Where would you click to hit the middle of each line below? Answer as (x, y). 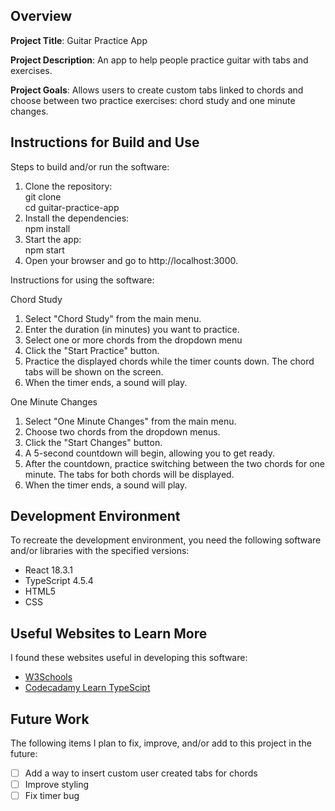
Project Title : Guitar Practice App (79, 40)
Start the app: (53, 239)
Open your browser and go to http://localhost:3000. (131, 260)
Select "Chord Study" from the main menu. (113, 318)
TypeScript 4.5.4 (59, 581)
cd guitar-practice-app (72, 207)
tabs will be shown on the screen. (94, 371)
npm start (44, 250)
